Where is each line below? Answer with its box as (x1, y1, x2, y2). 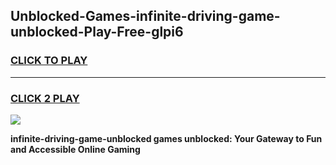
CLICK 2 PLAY (10, 91, 80, 105)
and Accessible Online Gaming (10, 143, 141, 155)
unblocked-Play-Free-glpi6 (10, 24, 184, 41)
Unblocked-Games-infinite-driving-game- (10, 8, 281, 25)
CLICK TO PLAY (10, 54, 88, 68)
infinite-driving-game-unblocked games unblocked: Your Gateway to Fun (10, 132, 323, 144)
